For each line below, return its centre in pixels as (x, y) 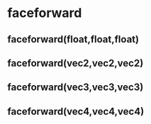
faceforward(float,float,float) (73, 39)
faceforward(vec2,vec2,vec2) (75, 63)
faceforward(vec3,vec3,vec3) (75, 88)
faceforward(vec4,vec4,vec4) (76, 111)
